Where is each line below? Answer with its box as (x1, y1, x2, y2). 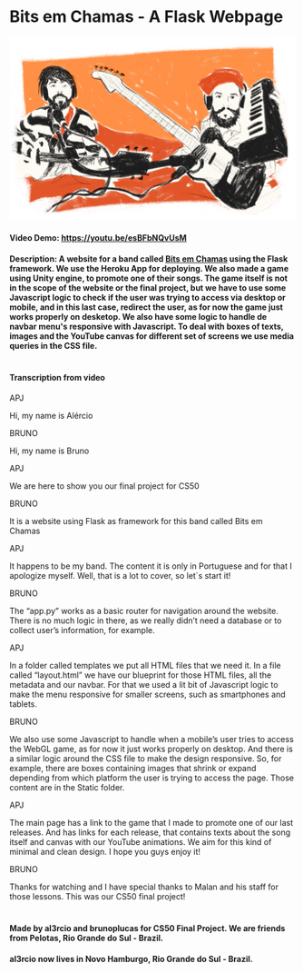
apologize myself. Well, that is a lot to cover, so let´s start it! (9, 570, 231, 581)
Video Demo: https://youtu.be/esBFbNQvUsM (9, 233, 188, 243)
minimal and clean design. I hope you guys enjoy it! (9, 846, 201, 857)
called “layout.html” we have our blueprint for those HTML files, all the (9, 670, 272, 680)
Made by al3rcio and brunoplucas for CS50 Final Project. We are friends (9, 922, 286, 933)
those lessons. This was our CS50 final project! (9, 890, 186, 901)
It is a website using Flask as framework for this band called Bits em (9, 515, 263, 526)
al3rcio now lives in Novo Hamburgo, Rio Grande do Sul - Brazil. (9, 953, 253, 964)
